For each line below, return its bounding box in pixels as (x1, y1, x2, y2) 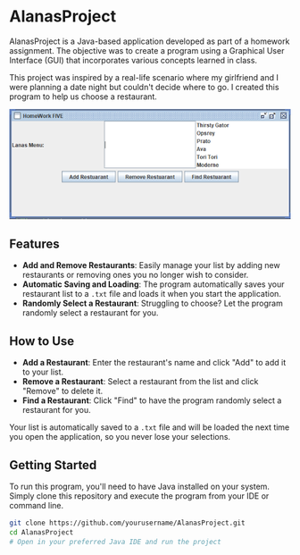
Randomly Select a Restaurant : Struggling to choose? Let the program (21, 298, 283, 309)
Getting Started (9, 458, 97, 473)
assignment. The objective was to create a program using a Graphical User (9, 45, 285, 55)
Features (9, 237, 60, 252)
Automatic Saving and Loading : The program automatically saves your (21, 279, 285, 290)
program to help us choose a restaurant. (9, 91, 158, 102)
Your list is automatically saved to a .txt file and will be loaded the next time (9, 422, 290, 433)
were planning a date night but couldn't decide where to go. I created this (9, 81, 279, 92)
